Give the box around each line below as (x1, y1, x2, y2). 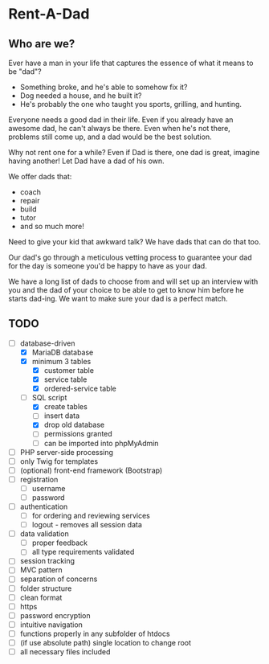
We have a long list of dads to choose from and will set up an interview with (8, 277, 259, 286)
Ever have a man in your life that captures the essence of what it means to (8, 58, 254, 68)
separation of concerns (19, 574, 98, 584)
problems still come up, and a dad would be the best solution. (8, 132, 212, 141)
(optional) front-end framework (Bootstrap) (19, 465, 163, 475)
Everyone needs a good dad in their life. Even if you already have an (8, 115, 234, 125)
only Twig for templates (19, 456, 99, 466)
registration (19, 474, 59, 484)
